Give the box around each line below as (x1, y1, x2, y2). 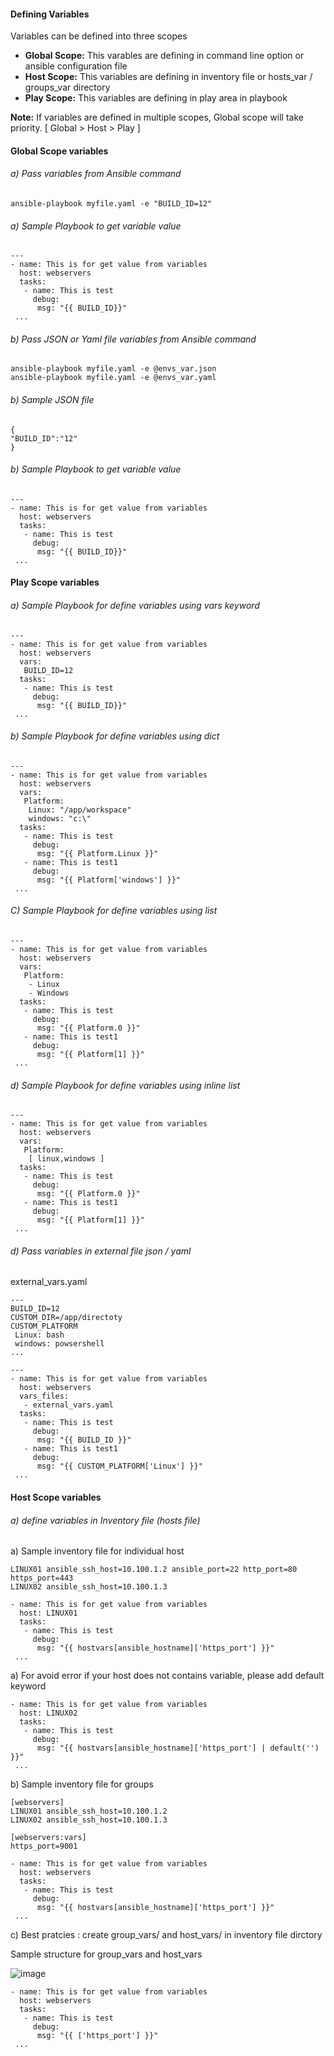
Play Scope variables (10, 576, 100, 589)
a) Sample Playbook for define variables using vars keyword (10, 600, 260, 611)
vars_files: (19, 1391, 70, 1402)
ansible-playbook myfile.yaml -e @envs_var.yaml (10, 373, 217, 383)
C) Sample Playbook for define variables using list (10, 905, 218, 917)
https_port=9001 (10, 1841, 78, 1852)
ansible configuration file (24, 60, 128, 72)
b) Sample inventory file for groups (10, 1778, 154, 1790)
